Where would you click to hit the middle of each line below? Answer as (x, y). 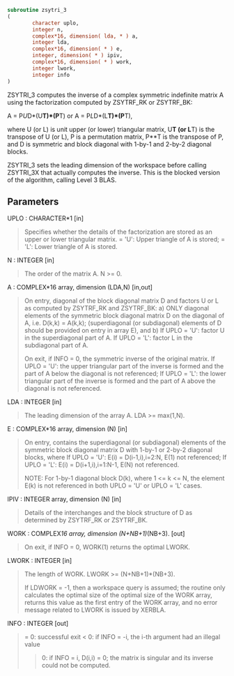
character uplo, (56, 23)
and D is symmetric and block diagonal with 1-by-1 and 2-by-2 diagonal (110, 144)
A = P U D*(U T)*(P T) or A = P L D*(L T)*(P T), (70, 116)
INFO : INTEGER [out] (38, 624)
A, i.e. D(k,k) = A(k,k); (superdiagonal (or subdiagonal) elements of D (123, 323)
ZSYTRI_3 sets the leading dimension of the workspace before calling (107, 165)
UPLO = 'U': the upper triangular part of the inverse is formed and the (124, 366)
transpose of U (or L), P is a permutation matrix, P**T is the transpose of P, (116, 137)
